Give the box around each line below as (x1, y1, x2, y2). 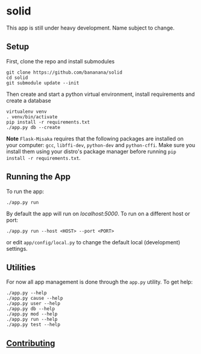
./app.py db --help (6, 306, 55, 312)
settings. (6, 245, 28, 252)
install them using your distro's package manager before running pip (6, 148, 176, 155)
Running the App (6, 172, 71, 182)
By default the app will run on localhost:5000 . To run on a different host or (6, 210, 191, 217)
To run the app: (6, 188, 45, 195)
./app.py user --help (6, 300, 61, 307)
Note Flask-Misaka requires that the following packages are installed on (6, 134, 184, 142)
